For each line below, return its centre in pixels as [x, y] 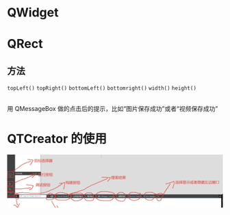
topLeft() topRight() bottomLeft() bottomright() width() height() [102, 88]
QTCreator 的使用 [57, 139]
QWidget [33, 13]
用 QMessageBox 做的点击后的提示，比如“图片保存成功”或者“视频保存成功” [113, 108]
